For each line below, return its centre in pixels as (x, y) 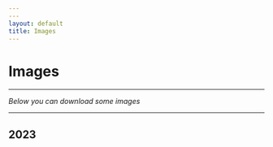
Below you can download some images (74, 102)
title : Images (32, 31)
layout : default (36, 24)
